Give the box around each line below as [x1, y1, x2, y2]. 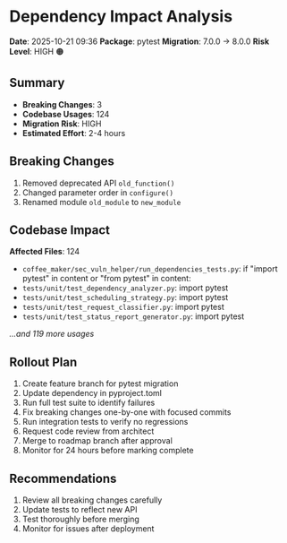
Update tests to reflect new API [21, 504, 138, 514]
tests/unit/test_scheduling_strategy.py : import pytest [21, 292, 229, 303]
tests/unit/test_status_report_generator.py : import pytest [21, 311, 245, 322]
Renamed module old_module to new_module [21, 196, 181, 207]
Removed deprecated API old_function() [21, 177, 175, 188]
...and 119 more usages [9, 329, 95, 340]
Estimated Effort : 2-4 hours [21, 127, 126, 138]
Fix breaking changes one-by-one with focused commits [21, 407, 232, 418]
